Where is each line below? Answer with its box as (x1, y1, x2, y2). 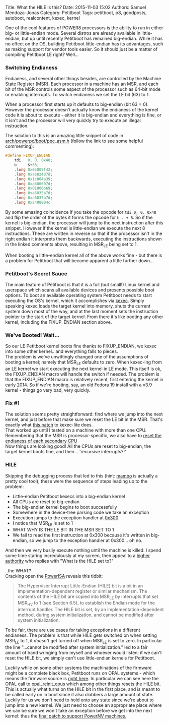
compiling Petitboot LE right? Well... (5, 51, 79, 57)
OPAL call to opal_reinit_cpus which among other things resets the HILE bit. (5, 681, 161, 687)
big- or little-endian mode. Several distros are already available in (5, 30, 141, 36)
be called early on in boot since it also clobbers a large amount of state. (5, 691, 154, 697)
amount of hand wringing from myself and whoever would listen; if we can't (5, 649, 162, 655)
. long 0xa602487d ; (14, 171, 53, 177)
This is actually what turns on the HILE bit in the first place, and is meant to (5, 686, 160, 692)
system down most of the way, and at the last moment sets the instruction (5, 309, 158, 315)
